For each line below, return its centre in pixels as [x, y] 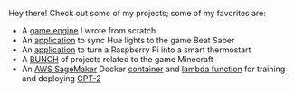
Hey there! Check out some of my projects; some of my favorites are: [137, 13]
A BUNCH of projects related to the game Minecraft [117, 59]
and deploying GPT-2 [61, 79]
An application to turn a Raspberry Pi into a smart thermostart [136, 50]
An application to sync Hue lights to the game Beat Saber [128, 40]
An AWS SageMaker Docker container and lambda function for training [153, 69]
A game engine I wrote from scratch [89, 30]
